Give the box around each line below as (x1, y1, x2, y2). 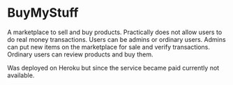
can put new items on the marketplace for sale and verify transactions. (7, 42, 211, 51)
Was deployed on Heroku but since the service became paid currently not (7, 63, 220, 72)
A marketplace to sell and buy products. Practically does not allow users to (7, 28, 223, 36)
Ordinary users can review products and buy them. (7, 50, 153, 59)
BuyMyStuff (7, 5, 79, 21)
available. (7, 71, 35, 79)
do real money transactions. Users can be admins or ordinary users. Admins (7, 35, 226, 43)
